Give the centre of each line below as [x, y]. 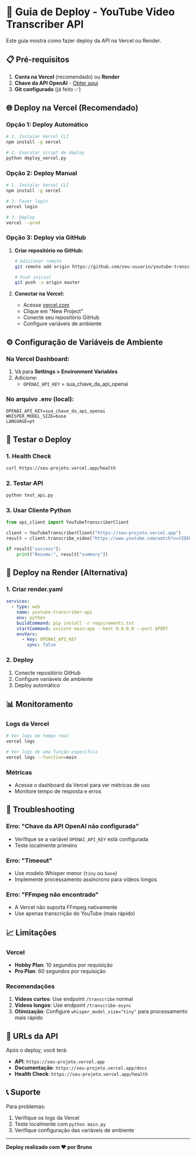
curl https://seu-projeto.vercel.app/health [61, 468]
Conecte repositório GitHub [47, 673]
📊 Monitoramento [40, 704]
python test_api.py [30, 496]
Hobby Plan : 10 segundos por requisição [63, 965]
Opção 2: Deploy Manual [42, 173]
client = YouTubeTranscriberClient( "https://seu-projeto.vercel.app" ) [94, 533]
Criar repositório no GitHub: [49, 250]
